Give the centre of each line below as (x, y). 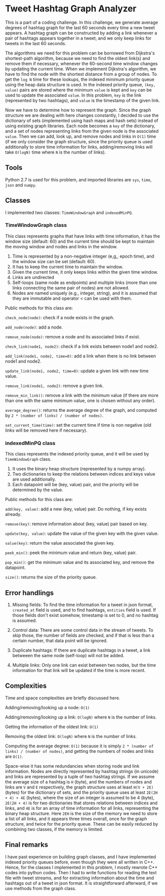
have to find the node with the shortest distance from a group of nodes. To (81, 74)
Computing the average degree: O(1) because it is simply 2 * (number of (80, 746)
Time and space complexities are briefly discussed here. (63, 698)
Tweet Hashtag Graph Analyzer (71, 9)
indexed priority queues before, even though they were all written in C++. (80, 862)
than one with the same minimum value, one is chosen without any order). (80, 400)
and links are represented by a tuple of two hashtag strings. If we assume (80, 777)
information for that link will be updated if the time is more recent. (79, 670)
